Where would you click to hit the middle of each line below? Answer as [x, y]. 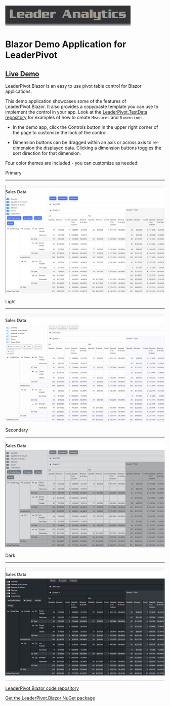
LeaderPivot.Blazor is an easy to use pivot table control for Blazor [73, 86]
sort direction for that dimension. [47, 153]
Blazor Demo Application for [66, 44]
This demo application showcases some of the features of [66, 101]
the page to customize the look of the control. [60, 133]
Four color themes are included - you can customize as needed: [72, 163]
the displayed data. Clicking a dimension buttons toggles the [98, 148]
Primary [13, 173]
